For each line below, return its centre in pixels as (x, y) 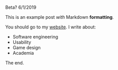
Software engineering (35, 37)
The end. (15, 63)
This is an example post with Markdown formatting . (60, 17)
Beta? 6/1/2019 (21, 7)
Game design (26, 47)
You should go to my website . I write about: (51, 27)
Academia (23, 53)
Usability (22, 42)
